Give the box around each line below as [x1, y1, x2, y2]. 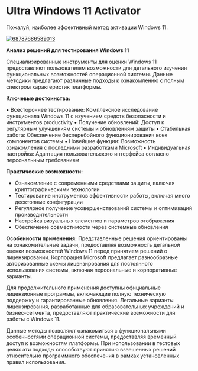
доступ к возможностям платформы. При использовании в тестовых [6, 339, 180, 347]
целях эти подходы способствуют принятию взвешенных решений [6, 346, 176, 353]
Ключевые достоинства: [6, 95, 71, 102]
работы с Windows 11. [6, 315, 61, 322]
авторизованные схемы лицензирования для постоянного [6, 260, 154, 267]
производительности [14, 211, 69, 218]
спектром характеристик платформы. [6, 83, 102, 90]
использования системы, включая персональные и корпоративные [6, 266, 177, 273]
